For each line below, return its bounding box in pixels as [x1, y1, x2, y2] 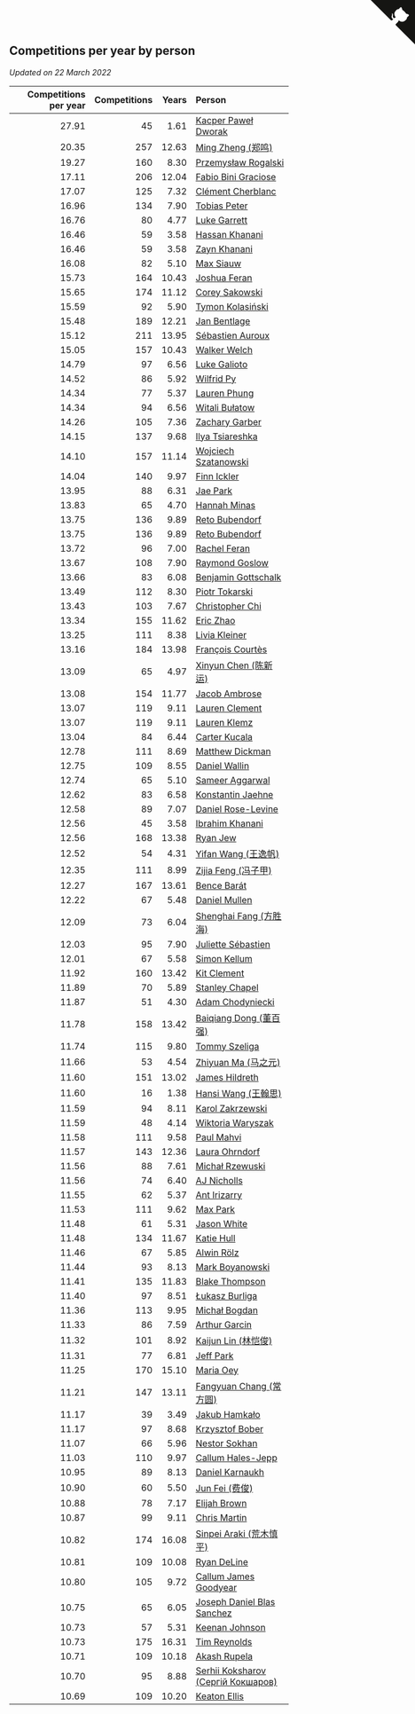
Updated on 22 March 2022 [9, 67, 112, 77]
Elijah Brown [195, 1497, 247, 1509]
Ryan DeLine [195, 1555, 248, 1568]
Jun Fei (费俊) [195, 1482, 254, 1494]
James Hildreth [195, 1071, 259, 1083]
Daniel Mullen [195, 893, 253, 906]
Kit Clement [195, 967, 245, 979]
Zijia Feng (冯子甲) [195, 864, 272, 877]
